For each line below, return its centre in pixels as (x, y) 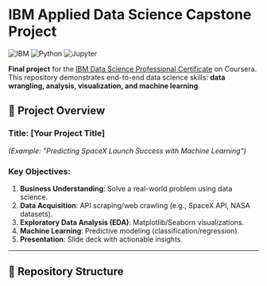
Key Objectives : (40, 171)
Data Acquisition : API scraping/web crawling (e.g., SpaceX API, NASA (135, 205)
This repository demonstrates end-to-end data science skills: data (117, 77)
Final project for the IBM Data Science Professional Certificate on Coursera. (133, 68)
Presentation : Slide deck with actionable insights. (101, 239)
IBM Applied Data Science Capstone (130, 15)
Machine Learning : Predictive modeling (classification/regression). (130, 230)
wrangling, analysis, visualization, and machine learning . (104, 86)
